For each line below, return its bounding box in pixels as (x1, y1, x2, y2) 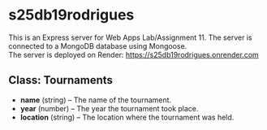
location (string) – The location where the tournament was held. (19, 112, 235, 122)
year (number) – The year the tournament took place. (19, 103, 199, 113)
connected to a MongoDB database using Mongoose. (8, 41, 187, 50)
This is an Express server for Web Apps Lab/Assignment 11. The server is (8, 32, 253, 42)
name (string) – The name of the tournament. (19, 95, 172, 105)
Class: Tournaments (8, 73, 114, 87)
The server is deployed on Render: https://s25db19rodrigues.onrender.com (8, 50, 260, 59)
